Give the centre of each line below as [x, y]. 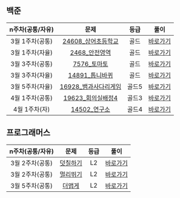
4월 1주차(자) [32, 109]
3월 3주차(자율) [32, 75]
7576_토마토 [90, 64]
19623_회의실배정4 [91, 97]
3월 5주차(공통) [32, 185]
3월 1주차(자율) [32, 52]
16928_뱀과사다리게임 [91, 87]
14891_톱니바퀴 [91, 75]
